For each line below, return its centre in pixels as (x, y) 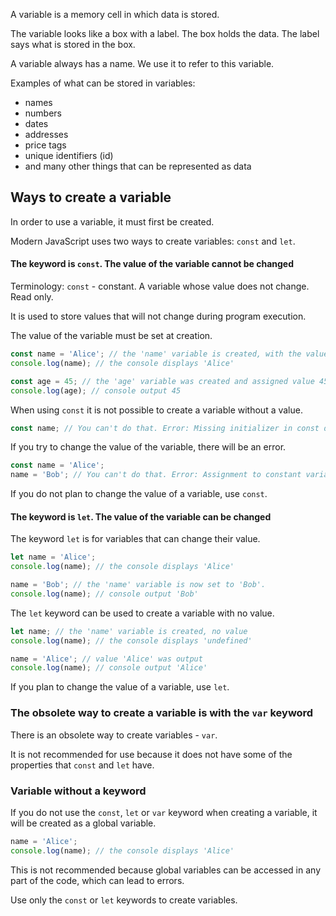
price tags (45, 145)
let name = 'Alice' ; (53, 557)
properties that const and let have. (82, 765)
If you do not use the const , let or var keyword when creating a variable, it (164, 812)
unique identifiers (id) (69, 155)
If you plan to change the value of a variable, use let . (120, 687)
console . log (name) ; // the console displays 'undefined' (131, 640)
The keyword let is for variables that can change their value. (135, 539)
